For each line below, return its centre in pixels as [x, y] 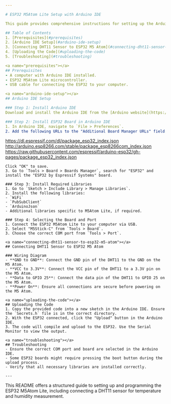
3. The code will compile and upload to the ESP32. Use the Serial [78, 327]
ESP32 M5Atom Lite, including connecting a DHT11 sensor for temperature [83, 391]
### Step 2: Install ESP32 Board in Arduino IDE [58, 122]
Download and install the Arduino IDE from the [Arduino [67, 113]
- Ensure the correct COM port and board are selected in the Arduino [82, 349]
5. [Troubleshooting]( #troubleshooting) [49, 57]
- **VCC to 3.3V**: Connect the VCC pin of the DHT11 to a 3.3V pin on [83, 269]
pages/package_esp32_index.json [41, 157]
